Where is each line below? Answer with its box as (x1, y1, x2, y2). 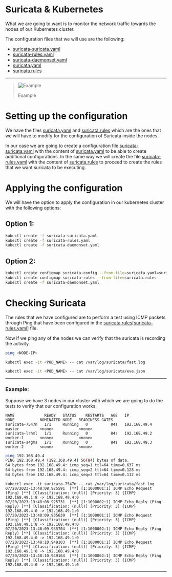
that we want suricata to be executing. (5, 164, 86, 170)
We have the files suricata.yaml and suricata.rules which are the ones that (5, 127, 161, 133)
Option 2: (5, 257, 36, 265)
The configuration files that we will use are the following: (5, 36, 125, 42)
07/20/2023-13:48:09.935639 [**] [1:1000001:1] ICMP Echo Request (5, 512, 153, 518)
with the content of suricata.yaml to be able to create (35, 148, 147, 154)
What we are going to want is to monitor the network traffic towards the (5, 20, 156, 27)
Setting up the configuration (5, 110, 128, 122)
